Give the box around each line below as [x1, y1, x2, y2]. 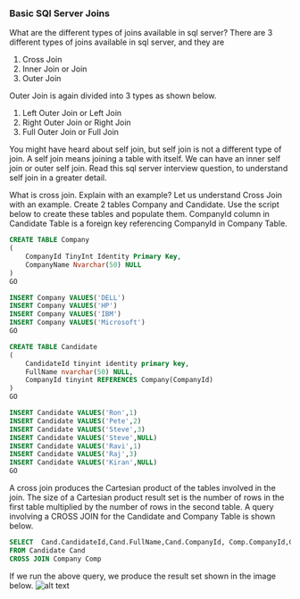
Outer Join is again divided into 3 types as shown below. [9, 90, 217, 101]
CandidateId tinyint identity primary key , [25, 359, 190, 368]
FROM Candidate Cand [9, 545, 87, 555]
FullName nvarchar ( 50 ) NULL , [25, 367, 134, 377]
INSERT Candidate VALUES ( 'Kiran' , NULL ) [9, 458, 158, 467]
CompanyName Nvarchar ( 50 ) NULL [25, 260, 142, 270]
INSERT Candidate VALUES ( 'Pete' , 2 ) [9, 416, 142, 426]
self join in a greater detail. [9, 172, 107, 183]
